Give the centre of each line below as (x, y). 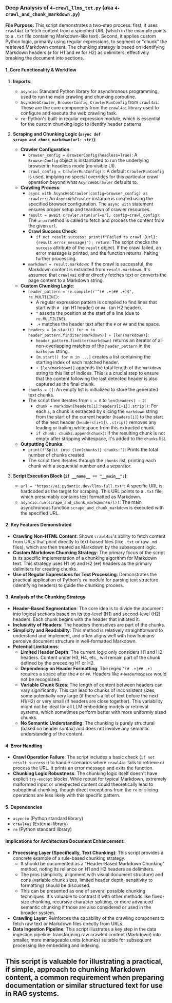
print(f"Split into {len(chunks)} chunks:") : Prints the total (93, 449)
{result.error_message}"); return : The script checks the (97, 242)
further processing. (56, 258)
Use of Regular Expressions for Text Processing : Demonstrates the (85, 574)
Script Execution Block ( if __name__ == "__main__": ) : (70, 476)
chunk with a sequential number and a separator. (80, 466)
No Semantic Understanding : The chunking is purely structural (88, 723)
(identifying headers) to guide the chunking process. (68, 585)
